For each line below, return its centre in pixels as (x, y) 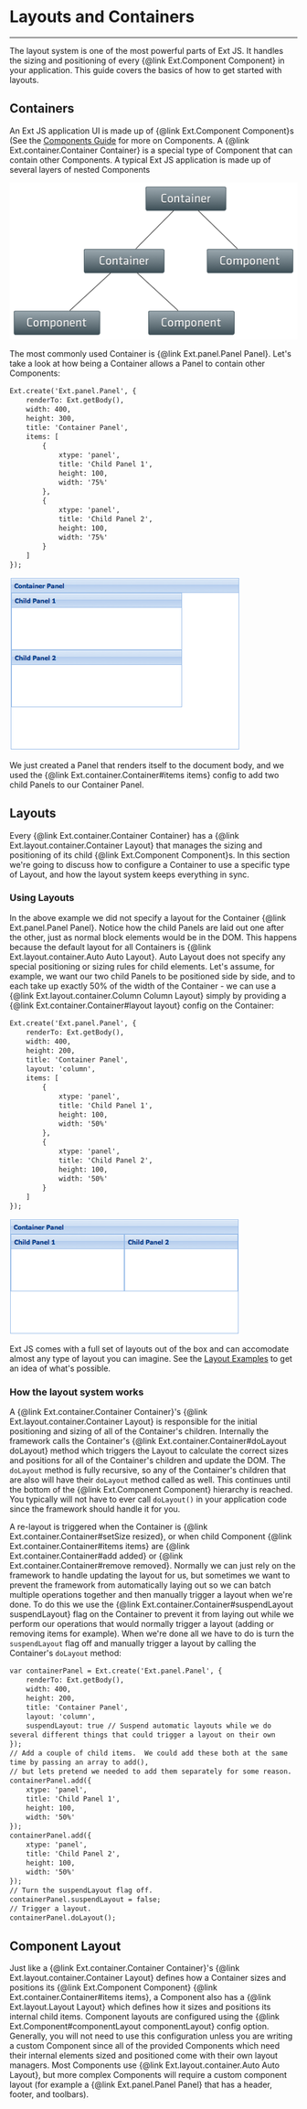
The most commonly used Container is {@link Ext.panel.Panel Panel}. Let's (151, 353)
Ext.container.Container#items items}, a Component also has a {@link (140, 1997)
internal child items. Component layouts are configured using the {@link (145, 2016)
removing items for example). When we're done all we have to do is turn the (152, 1633)
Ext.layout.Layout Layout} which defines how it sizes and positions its (140, 2007)
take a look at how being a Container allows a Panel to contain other (138, 363)
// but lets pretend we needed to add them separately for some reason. (151, 1772)
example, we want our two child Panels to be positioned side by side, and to (152, 976)
